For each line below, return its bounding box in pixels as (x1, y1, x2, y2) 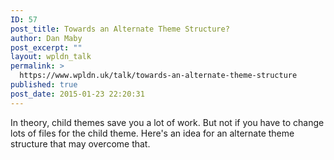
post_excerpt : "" (10, 42, 83, 53)
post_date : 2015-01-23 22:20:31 (10, 89, 145, 99)
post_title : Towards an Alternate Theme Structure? (10, 24, 230, 34)
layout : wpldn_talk (10, 52, 92, 62)
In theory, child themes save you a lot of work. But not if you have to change (10, 116, 325, 128)
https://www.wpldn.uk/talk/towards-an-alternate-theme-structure (19, 71, 298, 81)
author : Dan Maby (10, 33, 83, 43)
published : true (10, 80, 78, 90)
